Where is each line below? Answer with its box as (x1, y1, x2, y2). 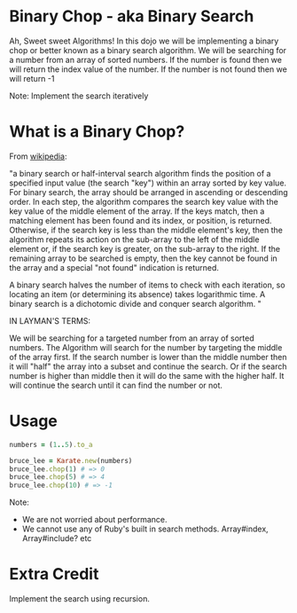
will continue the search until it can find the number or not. (9, 380, 223, 390)
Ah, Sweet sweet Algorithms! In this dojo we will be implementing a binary (9, 35, 279, 46)
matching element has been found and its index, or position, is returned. (9, 215, 272, 225)
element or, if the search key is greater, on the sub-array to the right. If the (9, 243, 281, 254)
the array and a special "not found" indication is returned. (9, 262, 220, 272)
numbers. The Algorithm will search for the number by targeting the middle (9, 342, 283, 352)
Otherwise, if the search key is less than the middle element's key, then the (9, 224, 284, 235)
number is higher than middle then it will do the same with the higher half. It (9, 370, 285, 381)
